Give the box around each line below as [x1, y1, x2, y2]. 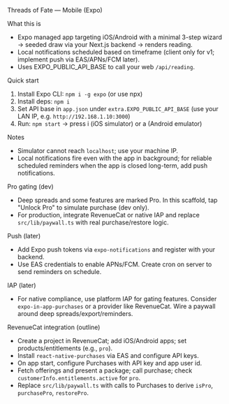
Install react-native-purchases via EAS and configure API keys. [17, 352, 199, 359]
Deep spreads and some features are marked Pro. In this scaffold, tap [17, 196, 218, 204]
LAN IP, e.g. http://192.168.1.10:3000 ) [17, 112, 131, 120]
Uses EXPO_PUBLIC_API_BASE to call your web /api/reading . [17, 63, 195, 71]
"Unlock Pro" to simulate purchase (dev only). [17, 203, 149, 212]
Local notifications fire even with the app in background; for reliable [17, 154, 212, 162]
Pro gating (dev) [7, 182, 54, 191]
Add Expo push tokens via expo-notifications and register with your [17, 245, 215, 254]
